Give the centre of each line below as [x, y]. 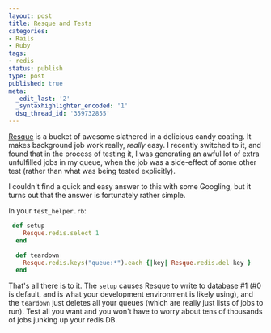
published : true [36, 83]
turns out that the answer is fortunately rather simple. [97, 195]
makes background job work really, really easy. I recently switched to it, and [135, 145]
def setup [28, 226]
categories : [28, 31]
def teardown [38, 255]
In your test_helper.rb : [47, 211]
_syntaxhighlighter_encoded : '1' [72, 106]
